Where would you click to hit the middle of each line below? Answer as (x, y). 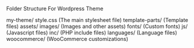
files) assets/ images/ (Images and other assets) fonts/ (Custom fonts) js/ (97, 26)
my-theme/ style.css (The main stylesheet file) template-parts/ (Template (97, 20)
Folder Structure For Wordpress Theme (55, 9)
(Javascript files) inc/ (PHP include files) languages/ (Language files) (92, 33)
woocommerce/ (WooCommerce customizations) (67, 39)
